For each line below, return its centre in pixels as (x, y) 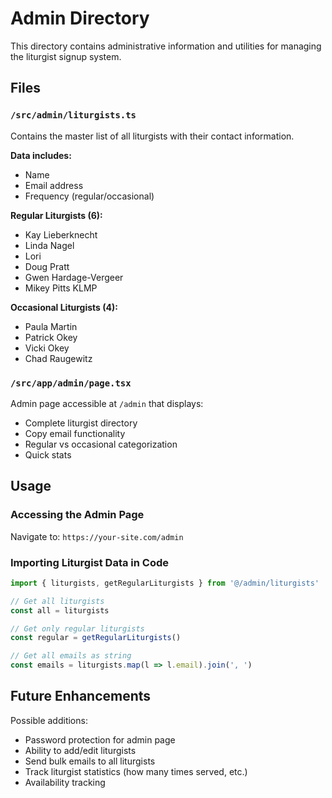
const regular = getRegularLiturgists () (96, 638)
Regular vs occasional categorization (101, 444)
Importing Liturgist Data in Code (90, 562)
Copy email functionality (75, 433)
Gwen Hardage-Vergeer (74, 277)
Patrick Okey (51, 337)
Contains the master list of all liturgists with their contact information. (152, 136)
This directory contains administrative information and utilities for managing (166, 46)
